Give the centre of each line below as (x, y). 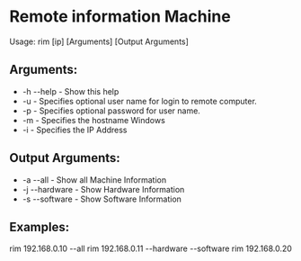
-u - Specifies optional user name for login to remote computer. (140, 101)
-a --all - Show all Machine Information (94, 180)
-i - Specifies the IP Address (75, 130)
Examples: (40, 227)
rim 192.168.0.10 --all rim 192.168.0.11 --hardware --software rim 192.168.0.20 (150, 248)
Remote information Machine (120, 17)
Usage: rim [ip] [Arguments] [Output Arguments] (99, 41)
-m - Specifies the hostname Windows (94, 120)
